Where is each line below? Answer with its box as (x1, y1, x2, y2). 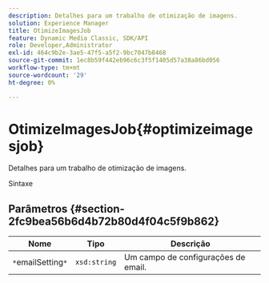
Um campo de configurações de (123, 252, 246, 263)
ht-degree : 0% (8, 78, 56, 86)
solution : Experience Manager (8, 19, 110, 27)
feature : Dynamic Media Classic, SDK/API (8, 34, 149, 42)
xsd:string (74, 257, 117, 267)
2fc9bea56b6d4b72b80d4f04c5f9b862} (8, 214, 220, 228)
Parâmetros (8, 201, 68, 216)
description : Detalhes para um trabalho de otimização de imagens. (8, 11, 239, 20)
